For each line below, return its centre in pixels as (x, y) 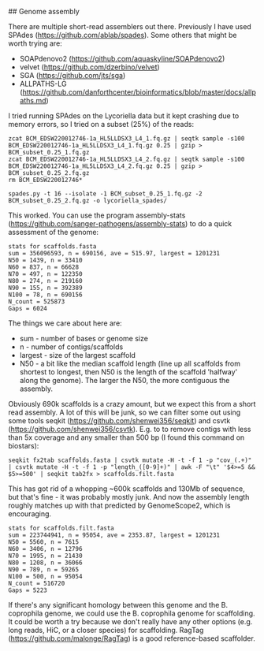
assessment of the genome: (54, 232)
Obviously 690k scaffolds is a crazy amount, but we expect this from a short (132, 404)
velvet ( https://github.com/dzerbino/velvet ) (89, 67)
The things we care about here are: (65, 323)
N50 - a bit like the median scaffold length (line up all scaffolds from (130, 363)
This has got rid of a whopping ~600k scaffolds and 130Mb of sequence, (127, 489)
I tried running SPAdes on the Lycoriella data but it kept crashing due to (124, 116)
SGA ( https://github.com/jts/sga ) (73, 75)
